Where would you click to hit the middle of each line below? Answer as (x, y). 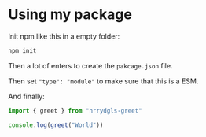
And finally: (26, 96)
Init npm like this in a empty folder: (64, 36)
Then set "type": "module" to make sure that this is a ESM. (103, 81)
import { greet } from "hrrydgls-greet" (75, 111)
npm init (22, 50)
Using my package (70, 15)
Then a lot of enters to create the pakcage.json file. (90, 65)
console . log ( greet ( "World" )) (56, 125)
